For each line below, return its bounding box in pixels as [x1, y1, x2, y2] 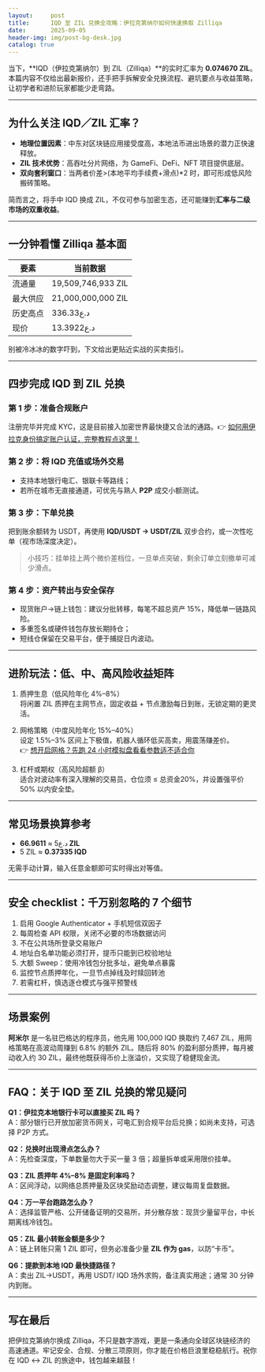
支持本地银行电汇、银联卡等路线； [19, 476, 131, 485]
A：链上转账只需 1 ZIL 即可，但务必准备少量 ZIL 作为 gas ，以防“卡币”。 [8, 1244, 239, 1254]
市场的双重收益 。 [8, 205, 64, 214]
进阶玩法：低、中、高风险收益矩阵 [8, 667, 174, 680]
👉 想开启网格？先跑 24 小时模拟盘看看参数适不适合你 [19, 746, 196, 755]
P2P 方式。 [17, 1127, 54, 1137]
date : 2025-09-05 [8, 26, 87, 34]
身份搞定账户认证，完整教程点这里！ [21, 434, 140, 444]
